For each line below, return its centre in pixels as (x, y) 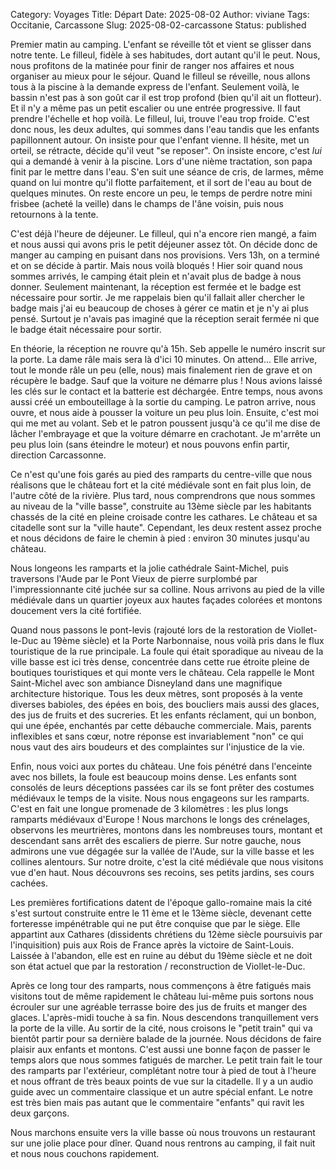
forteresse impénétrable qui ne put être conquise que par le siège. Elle (155, 923)
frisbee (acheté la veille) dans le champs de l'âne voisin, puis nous (147, 203)
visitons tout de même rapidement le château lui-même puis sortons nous (162, 996)
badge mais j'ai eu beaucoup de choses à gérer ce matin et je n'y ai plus (159, 308)
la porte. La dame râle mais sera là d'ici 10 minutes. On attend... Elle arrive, (164, 359)
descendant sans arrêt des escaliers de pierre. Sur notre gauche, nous (156, 840)
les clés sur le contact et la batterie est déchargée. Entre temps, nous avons (166, 391)
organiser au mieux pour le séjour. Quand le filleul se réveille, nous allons (160, 76)
